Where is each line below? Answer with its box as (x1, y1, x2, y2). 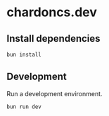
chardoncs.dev (6, 4, 98, 21)
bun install (6, 51, 41, 58)
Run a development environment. (6, 89, 103, 98)
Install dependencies (6, 33, 101, 45)
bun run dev (6, 103, 41, 110)
